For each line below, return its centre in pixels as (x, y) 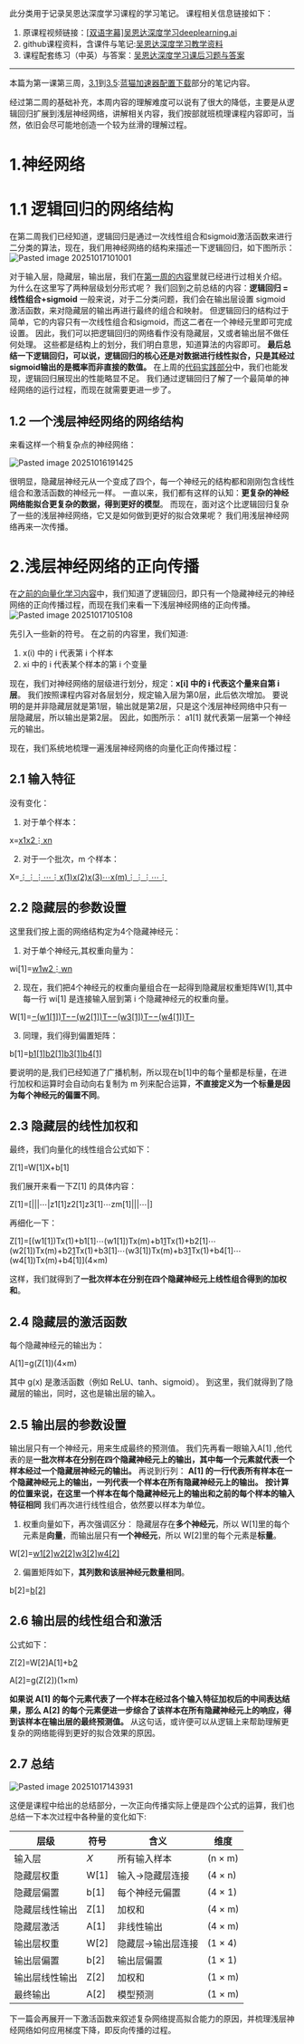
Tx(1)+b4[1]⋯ (216, 1251)
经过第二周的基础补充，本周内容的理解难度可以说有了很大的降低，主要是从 (148, 102)
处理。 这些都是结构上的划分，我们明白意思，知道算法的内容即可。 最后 (150, 345)
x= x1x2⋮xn (31, 840)
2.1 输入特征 (43, 779)
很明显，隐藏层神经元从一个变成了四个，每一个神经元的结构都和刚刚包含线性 (152, 481)
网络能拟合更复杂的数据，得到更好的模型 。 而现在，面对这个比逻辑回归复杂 (149, 504)
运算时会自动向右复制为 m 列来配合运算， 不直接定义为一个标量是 (161, 1083)
